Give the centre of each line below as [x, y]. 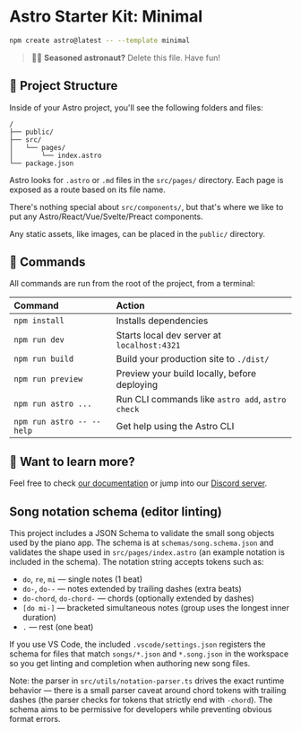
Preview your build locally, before [186, 374]
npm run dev [39, 340]
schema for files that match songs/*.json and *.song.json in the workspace [149, 654]
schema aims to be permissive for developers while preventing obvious [141, 709]
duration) [39, 618]
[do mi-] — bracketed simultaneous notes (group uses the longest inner [155, 608]
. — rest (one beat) [58, 627]
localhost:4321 [148, 346]
